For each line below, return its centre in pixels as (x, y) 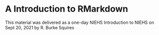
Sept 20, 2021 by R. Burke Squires (40, 27)
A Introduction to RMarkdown (67, 9)
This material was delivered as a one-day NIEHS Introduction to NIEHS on (79, 22)
